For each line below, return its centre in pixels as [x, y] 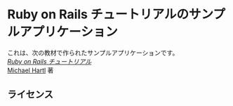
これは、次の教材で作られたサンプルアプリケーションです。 [93, 53]
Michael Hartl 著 [31, 70]
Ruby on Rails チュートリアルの [98, 14]
